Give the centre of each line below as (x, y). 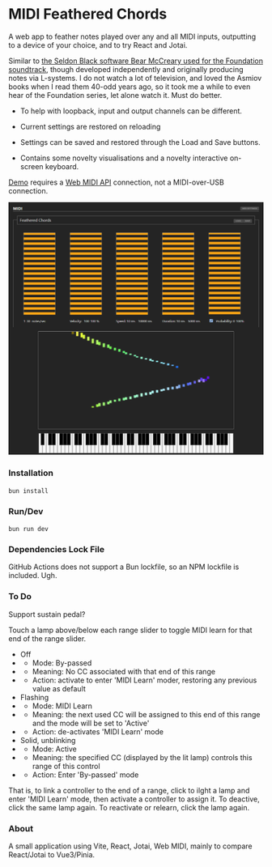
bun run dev (28, 529)
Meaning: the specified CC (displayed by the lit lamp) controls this (142, 757)
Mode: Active (54, 749)
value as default (59, 688)
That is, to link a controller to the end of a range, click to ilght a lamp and (129, 790)
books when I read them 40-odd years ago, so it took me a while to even (130, 87)
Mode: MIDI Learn (62, 706)
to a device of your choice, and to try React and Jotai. (98, 45)
